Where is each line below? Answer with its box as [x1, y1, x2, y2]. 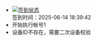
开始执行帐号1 [11, 21, 46, 28]
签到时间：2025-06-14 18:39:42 [11, 14, 92, 21]
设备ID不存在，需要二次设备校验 [11, 29, 91, 36]
